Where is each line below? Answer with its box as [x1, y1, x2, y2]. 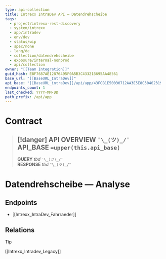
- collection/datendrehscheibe [9, 53, 74, 58]
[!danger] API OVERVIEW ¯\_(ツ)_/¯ [17, 135, 130, 144]
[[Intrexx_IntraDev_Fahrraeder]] [12, 212, 77, 218]
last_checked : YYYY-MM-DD [5, 90, 58, 95]
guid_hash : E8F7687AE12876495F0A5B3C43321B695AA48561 [5, 72, 119, 76]
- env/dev [9, 35, 30, 40]
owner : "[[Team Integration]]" [5, 67, 70, 72]
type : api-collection [5, 7, 50, 12]
